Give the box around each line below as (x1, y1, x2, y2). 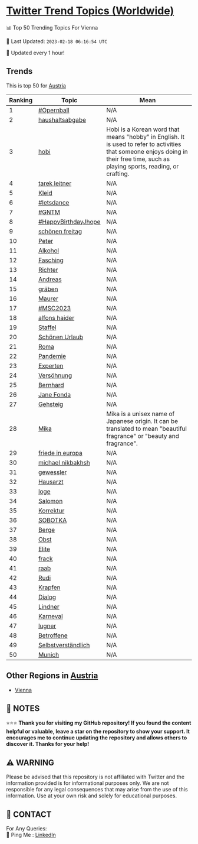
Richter (38, 265, 58, 274)
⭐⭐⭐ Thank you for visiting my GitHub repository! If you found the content (6, 719, 192, 726)
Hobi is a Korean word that (105, 125, 180, 134)
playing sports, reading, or (105, 162, 179, 170)
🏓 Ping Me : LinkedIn (6, 832, 56, 838)
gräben (38, 285, 58, 293)
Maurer (38, 294, 59, 303)
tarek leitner (38, 179, 72, 187)
